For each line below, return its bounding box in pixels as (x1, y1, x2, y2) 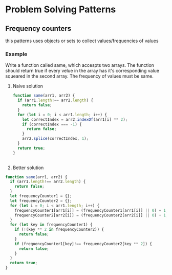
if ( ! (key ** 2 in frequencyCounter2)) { (14, 227, 104, 232)
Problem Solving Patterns (5, 4, 116, 15)
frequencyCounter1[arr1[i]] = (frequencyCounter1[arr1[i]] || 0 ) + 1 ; (14, 208, 168, 213)
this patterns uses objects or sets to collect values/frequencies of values (5, 38, 159, 44)
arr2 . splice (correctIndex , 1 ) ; (22, 136, 89, 141)
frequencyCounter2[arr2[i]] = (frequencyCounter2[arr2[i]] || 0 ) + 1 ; (14, 212, 168, 218)
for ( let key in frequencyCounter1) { (10, 222, 93, 227)
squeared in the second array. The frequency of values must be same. (5, 73, 154, 79)
